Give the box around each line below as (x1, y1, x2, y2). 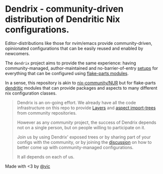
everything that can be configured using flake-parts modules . (5, 70, 129, 76)
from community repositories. (17, 110, 77, 116)
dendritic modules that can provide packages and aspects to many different (5, 85, 158, 91)
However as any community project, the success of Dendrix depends (17, 119, 157, 125)
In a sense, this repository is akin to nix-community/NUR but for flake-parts (5, 79, 156, 86)
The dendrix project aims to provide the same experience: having (5, 60, 137, 66)
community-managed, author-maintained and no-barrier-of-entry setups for (5, 65, 158, 71)
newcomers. (5, 50, 30, 57)
